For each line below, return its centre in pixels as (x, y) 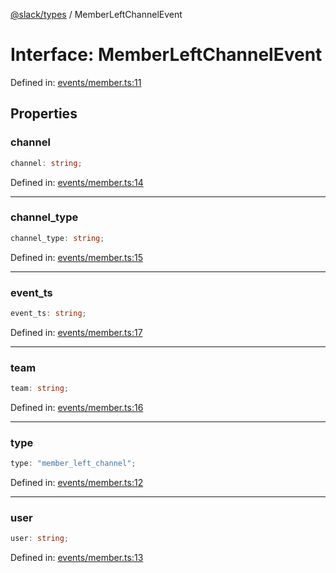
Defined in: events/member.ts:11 (76, 82)
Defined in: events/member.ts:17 (76, 332)
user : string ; (40, 539)
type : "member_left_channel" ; (73, 464)
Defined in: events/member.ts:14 (77, 182)
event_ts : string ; (48, 313)
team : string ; (40, 389)
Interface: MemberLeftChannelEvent (166, 55)
